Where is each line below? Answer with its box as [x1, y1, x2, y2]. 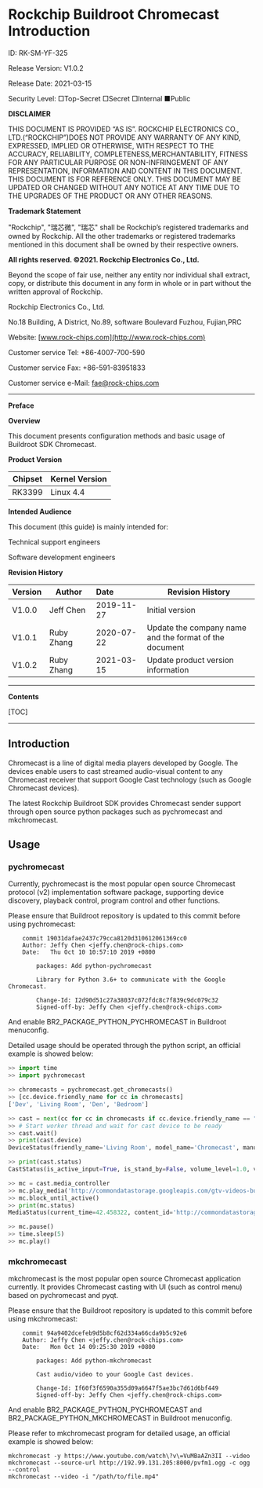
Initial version [146, 604, 196, 615]
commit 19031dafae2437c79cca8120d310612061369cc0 [22, 935, 188, 943]
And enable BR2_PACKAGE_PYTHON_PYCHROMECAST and [8, 1405, 202, 1415]
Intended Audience [8, 507, 72, 516]
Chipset [12, 473, 43, 484]
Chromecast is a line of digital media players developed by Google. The [8, 758, 239, 768]
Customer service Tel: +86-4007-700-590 [8, 347, 146, 357]
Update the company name [146, 622, 247, 633]
